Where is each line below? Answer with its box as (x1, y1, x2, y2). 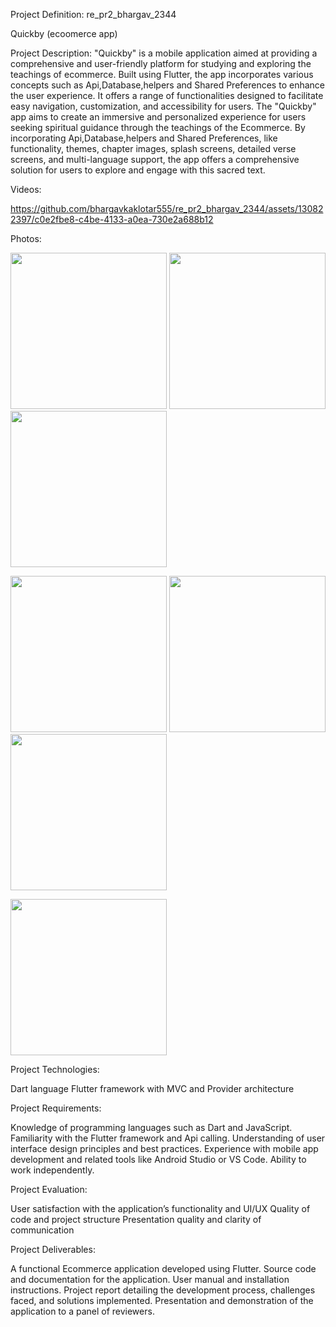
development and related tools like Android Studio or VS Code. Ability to (10, 1154, 307, 1165)
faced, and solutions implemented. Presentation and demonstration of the (10, 1295, 314, 1306)
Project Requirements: (10, 1102, 102, 1114)
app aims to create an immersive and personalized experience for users (10, 111, 307, 123)
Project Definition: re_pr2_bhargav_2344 (10, 9, 177, 20)
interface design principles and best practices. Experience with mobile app (10, 1143, 319, 1154)
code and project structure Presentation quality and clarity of (10, 1214, 262, 1225)
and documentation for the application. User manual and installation (10, 1274, 290, 1285)
